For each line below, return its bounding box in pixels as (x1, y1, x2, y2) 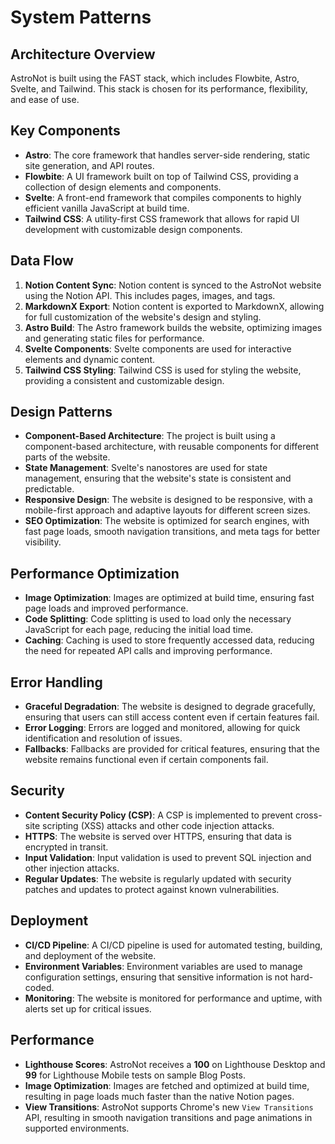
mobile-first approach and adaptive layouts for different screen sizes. (24, 504, 311, 516)
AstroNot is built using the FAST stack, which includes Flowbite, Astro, (10, 72, 300, 84)
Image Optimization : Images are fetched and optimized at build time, (24, 1079, 310, 1091)
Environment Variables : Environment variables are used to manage (24, 960, 303, 972)
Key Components (10, 122, 121, 140)
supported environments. (24, 1122, 130, 1134)
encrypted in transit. (24, 841, 109, 853)
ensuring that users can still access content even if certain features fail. (24, 711, 320, 723)
